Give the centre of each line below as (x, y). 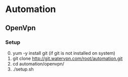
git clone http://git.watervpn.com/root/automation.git (68, 58)
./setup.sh (23, 69)
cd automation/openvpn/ (38, 63)
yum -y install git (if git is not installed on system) (64, 53)
